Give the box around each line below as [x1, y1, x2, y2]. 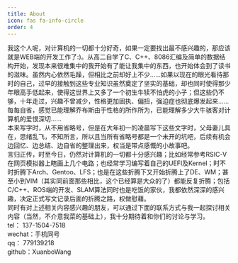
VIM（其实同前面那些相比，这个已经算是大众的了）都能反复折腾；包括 [25, 177, 230, 185]
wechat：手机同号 [7, 230, 60, 238]
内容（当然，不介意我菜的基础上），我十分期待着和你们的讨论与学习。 [7, 212, 209, 220]
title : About [7, 10, 46, 18]
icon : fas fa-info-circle [7, 17, 84, 24]
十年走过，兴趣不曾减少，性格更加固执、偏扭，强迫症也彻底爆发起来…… [19, 97, 229, 106]
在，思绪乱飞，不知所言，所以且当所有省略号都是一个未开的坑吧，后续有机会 [7, 133, 231, 141]
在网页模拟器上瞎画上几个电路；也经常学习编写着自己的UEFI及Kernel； [7, 159, 214, 167]
